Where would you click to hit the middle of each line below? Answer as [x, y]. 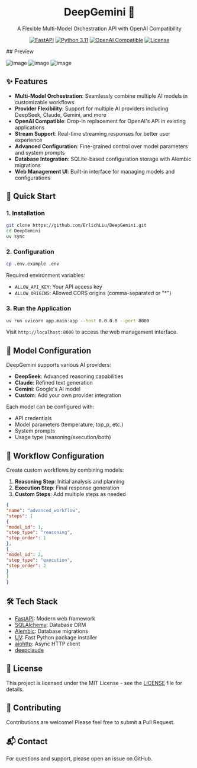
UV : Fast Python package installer [56, 637]
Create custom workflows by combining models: [65, 470]
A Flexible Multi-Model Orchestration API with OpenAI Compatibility [99, 28]
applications [30, 127]
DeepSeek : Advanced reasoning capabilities [69, 376]
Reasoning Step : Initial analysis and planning [70, 482]
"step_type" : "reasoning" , [39, 533]
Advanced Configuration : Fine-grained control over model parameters [101, 146]
